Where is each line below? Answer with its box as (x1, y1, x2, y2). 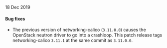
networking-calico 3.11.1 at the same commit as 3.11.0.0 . (12, 37, 133, 43)
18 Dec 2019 (5, 4, 31, 10)
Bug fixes (5, 15, 25, 21)
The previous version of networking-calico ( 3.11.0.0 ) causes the (12, 27, 146, 33)
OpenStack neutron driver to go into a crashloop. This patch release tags (12, 32, 163, 38)
